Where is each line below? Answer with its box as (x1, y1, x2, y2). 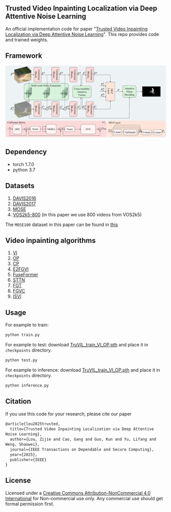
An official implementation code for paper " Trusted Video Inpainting (5, 26, 148, 32)
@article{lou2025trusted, (5, 421, 60, 426)
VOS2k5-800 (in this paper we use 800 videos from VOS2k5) (12, 211, 142, 217)
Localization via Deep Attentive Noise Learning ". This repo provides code (5, 31, 159, 37)
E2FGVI (12, 266, 29, 272)
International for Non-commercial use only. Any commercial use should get (5, 495, 163, 501)
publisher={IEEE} (10, 457, 47, 462)
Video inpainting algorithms (5, 236, 96, 245)
